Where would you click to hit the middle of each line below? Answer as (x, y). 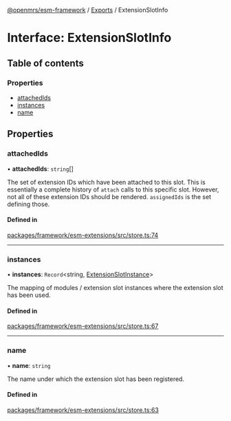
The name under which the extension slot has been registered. (96, 379)
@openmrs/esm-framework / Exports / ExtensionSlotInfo (88, 10)
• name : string (29, 365)
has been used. (29, 295)
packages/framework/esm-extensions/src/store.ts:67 (83, 326)
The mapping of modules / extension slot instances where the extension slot (115, 288)
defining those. (29, 204)
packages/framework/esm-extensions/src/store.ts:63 (83, 410)
